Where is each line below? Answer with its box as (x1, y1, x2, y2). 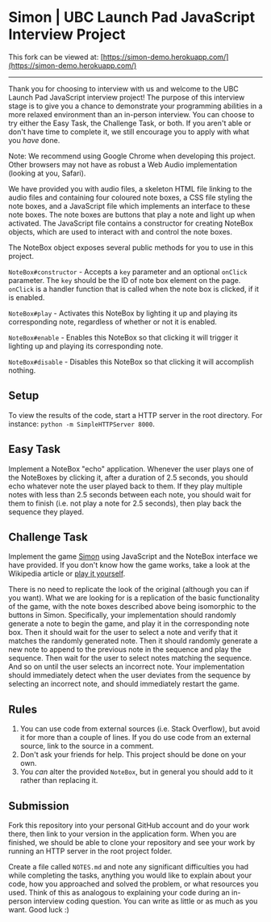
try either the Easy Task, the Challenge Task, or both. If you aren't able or (8, 118, 252, 128)
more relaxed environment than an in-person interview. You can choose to (8, 109, 255, 119)
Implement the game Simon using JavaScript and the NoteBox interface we (8, 552, 258, 561)
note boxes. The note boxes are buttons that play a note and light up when (8, 209, 256, 219)
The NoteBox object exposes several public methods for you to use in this (8, 243, 254, 252)
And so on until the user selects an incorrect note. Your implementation (8, 662, 244, 671)
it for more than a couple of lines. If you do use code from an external (19, 733, 252, 742)
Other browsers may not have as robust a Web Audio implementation (8, 159, 238, 169)
